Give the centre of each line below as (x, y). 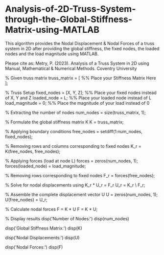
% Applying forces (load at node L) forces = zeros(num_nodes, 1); (71, 161)
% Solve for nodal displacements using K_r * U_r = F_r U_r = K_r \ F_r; (75, 185)
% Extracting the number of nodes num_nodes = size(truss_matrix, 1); (75, 112)
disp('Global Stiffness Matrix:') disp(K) (44, 228)
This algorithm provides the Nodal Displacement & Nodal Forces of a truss (80, 43)
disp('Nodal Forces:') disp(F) (34, 247)
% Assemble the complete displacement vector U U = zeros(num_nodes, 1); (82, 194)
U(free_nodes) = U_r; (26, 200)
